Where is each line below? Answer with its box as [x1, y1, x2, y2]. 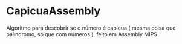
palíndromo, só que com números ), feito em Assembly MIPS [6, 30, 157, 37]
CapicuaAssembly [6, 4, 101, 18]
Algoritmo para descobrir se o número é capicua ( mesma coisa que [6, 24, 176, 31]
